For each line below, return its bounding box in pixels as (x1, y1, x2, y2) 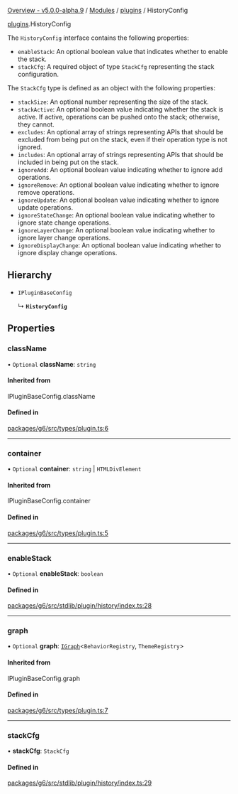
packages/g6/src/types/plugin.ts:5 (7, 529, 108, 537)
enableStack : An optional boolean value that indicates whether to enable (17, 48, 228, 55)
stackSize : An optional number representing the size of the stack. (17, 97, 209, 106)
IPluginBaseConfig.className (7, 392, 96, 400)
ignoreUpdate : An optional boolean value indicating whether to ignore (17, 195, 220, 204)
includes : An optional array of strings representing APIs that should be (17, 151, 224, 159)
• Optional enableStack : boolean (7, 569, 104, 578)
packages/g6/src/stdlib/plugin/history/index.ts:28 (7, 601, 152, 610)
